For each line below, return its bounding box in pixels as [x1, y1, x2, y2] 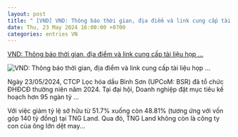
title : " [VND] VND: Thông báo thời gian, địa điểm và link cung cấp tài [7, 17, 232, 24]
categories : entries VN [7, 30, 78, 38]
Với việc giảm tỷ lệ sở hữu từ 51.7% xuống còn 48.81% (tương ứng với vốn [7, 106, 224, 115]
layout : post [7, 10, 46, 18]
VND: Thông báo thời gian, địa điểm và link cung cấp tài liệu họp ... [7, 50, 204, 59]
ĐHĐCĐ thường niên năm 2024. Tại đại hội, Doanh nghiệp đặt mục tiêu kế [7, 85, 224, 93]
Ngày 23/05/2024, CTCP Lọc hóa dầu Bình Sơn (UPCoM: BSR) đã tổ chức [7, 78, 224, 86]
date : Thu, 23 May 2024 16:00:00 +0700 [7, 24, 126, 31]
